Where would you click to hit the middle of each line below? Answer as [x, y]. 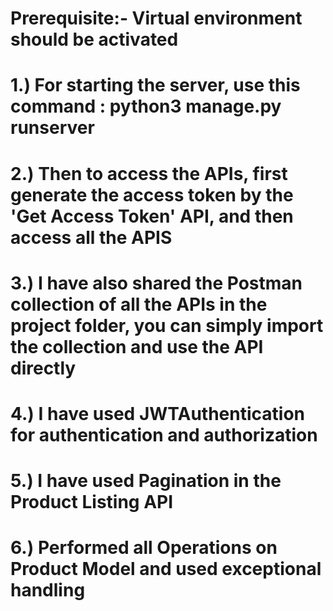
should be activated [94, 39]
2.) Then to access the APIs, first [149, 173]
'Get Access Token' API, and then [152, 216]
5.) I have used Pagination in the [146, 481]
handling [48, 590]
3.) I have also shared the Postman [156, 283]
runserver [52, 128]
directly [43, 368]
